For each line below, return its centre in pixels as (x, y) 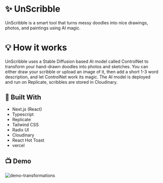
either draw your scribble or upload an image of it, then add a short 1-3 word (82, 72)
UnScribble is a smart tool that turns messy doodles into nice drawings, (77, 22)
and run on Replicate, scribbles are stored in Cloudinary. (61, 82)
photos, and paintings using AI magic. (43, 28)
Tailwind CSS (25, 125)
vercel (18, 145)
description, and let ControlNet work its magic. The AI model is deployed (78, 77)
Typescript (23, 114)
